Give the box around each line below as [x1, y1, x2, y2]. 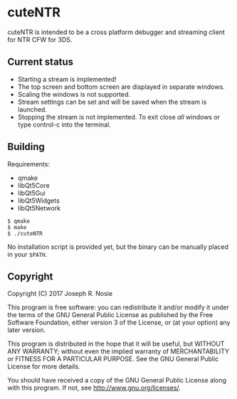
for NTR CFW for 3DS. [7, 35, 73, 43]
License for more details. [7, 362, 80, 371]
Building [7, 141, 45, 153]
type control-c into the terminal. [17, 120, 112, 129]
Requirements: [7, 159, 50, 168]
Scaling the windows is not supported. [17, 90, 130, 98]
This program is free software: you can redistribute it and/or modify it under [7, 303, 229, 312]
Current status [7, 56, 73, 68]
